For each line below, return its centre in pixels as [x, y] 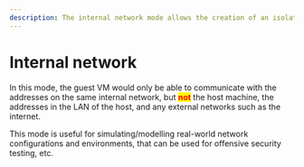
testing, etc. [32, 153]
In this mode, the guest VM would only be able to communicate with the [143, 88]
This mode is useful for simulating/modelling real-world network [129, 134]
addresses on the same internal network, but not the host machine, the [142, 97]
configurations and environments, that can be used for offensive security [146, 143]
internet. [25, 116]
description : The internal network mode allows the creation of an [139, 18]
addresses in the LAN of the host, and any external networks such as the [145, 107]
